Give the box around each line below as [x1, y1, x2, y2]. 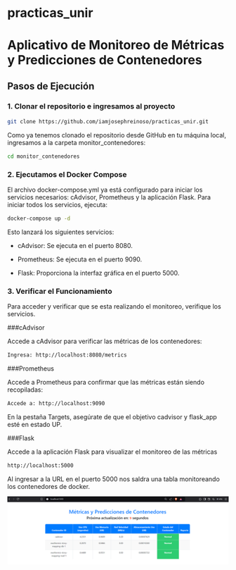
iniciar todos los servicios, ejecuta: [7, 201, 107, 209]
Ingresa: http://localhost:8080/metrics [7, 352, 128, 359]
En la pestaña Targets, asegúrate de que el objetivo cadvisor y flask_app [7, 413, 218, 421]
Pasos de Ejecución [7, 80, 95, 92]
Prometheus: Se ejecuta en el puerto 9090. [17, 255, 143, 264]
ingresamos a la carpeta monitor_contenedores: [7, 138, 146, 147]
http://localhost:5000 [7, 462, 74, 469]
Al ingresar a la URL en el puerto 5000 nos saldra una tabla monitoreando [7, 474, 220, 483]
